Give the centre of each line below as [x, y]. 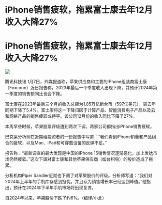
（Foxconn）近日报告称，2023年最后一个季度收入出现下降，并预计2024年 [79, 88]
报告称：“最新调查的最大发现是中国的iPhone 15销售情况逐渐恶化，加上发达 [79, 153]
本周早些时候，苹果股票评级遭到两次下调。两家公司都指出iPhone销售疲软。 [80, 126]
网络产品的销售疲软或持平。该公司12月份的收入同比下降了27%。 [73, 116]
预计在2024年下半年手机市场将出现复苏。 [55, 188]
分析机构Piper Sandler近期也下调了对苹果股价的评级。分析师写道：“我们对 [79, 175]
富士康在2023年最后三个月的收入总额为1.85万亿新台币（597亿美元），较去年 [81, 104]
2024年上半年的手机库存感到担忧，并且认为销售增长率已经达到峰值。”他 [76, 182]
